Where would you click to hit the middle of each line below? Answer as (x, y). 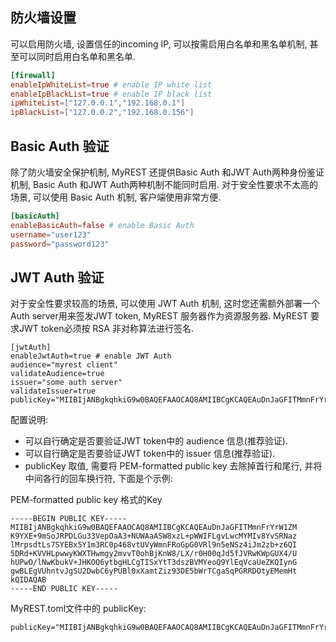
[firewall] (33, 75)
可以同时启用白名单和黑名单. (77, 56)
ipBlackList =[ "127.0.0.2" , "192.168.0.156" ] (102, 113)
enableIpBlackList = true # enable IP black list (111, 94)
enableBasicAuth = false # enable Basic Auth (102, 225)
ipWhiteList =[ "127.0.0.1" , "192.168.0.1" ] (98, 103)
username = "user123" (51, 234)
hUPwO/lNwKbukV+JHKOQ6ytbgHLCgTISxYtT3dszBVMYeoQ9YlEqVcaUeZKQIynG (154, 563)
